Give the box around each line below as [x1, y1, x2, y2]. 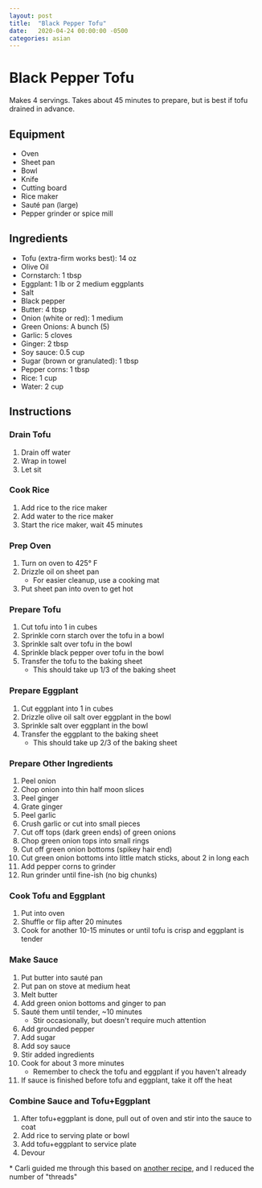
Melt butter [20, 989, 59, 999]
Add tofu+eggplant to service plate [20, 1139, 137, 1149]
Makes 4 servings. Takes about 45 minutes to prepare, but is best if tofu [9, 96, 248, 105]
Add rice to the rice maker [20, 502, 108, 512]
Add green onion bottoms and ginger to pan [20, 998, 166, 1008]
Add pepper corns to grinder [20, 861, 116, 871]
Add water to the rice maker [20, 511, 114, 521]
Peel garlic [20, 810, 57, 819]
